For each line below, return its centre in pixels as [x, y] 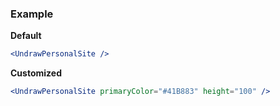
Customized [36, 73]
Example [32, 14]
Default [26, 36]
